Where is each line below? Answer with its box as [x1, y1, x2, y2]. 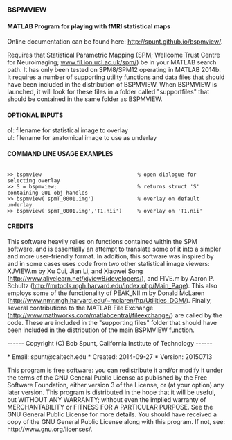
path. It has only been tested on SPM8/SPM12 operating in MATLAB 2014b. [7, 66, 222, 74]
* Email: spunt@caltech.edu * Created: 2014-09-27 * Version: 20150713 [7, 352, 213, 361]
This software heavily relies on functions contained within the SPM [7, 237, 197, 245]
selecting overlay [7, 177, 60, 184]
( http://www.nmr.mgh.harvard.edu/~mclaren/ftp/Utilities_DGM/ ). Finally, [7, 296, 213, 304]
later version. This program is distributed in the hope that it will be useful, [7, 388, 216, 396]
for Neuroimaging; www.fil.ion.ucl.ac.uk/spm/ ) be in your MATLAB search [7, 58, 217, 67]
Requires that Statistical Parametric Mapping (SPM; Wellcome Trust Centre [7, 51, 220, 60]
